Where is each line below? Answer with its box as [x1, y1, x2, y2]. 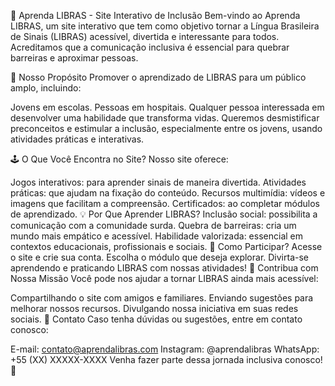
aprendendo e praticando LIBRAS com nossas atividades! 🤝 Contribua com [10, 262, 319, 274]
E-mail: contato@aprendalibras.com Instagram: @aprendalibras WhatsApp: [10, 343, 320, 355]
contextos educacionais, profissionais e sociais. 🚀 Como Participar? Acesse [10, 241, 323, 252]
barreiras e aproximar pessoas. [10, 52, 139, 64]
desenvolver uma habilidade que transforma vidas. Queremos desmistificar [10, 112, 320, 124]
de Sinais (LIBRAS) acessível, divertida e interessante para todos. [10, 31, 280, 42]
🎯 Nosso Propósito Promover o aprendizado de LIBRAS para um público [10, 71, 307, 83]
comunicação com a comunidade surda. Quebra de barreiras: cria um [10, 220, 297, 231]
